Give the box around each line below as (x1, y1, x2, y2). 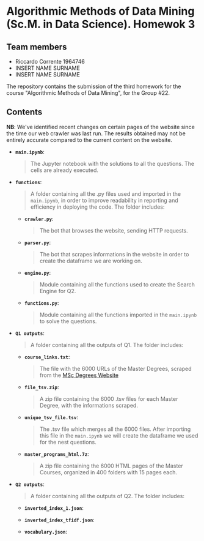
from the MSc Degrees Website (39, 371, 119, 379)
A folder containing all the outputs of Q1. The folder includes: (30, 341, 184, 348)
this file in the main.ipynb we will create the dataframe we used (39, 431, 199, 439)
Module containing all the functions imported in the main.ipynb (39, 311, 197, 318)
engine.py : (24, 269, 51, 276)
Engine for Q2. (39, 287, 76, 294)
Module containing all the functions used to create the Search (39, 280, 195, 288)
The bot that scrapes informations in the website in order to (39, 250, 189, 258)
